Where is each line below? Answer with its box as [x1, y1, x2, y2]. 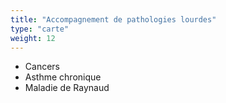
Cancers [24, 61, 60, 73]
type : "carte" [10, 24, 70, 34]
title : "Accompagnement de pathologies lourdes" [10, 14, 217, 25]
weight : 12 [10, 33, 56, 43]
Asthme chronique [24, 71, 102, 83]
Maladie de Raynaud [24, 82, 110, 94]
